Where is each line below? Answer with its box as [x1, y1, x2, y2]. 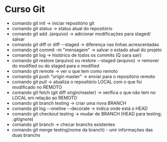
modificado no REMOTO [12, 84, 62, 90]
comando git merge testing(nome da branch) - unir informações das [12, 126, 153, 132]
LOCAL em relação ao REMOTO [12, 94, 77, 101]
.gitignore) [12, 116, 34, 122]
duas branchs [12, 132, 41, 138]
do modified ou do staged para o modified [12, 63, 100, 69]
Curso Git [5, 4, 45, 15]
